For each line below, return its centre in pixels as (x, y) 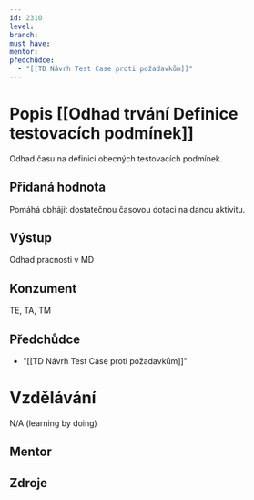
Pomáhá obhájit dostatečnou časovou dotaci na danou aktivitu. (127, 209)
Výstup (31, 238)
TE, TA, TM (30, 310)
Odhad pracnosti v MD (52, 260)
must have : (30, 43)
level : (22, 26)
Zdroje (29, 483)
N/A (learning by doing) (53, 423)
